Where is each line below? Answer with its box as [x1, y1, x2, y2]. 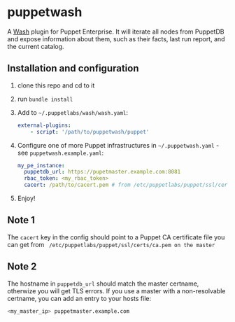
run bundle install [17, 94, 73, 103]
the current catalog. [7, 42, 64, 50]
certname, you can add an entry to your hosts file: [7, 294, 152, 302]
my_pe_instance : [17, 162, 65, 169]
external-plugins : [17, 122, 71, 129]
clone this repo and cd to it [17, 81, 95, 90]
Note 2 [7, 260, 37, 273]
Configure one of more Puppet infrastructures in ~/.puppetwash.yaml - [17, 141, 220, 149]
